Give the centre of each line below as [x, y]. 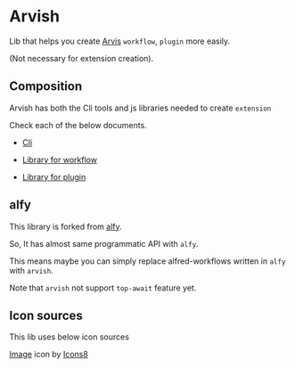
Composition [46, 86]
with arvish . [31, 270]
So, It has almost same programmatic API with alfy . [104, 243]
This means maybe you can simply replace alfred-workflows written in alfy [147, 261]
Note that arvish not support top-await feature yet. [103, 288]
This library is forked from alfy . [66, 226]
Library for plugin [54, 176]
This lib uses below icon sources [69, 337]
